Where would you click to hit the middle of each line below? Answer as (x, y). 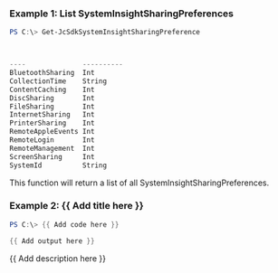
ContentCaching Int (52, 89)
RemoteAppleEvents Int (52, 132)
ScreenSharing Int (52, 156)
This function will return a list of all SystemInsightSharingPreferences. (139, 183)
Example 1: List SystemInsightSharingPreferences (121, 14)
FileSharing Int (52, 107)
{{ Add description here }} (58, 258)
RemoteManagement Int (52, 148)
